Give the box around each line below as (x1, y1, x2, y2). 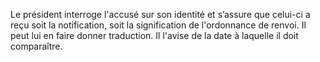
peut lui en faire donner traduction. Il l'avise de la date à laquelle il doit (10, 30, 299, 41)
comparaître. (10, 40, 63, 52)
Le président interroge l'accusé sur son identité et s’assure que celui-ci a (10, 9, 311, 20)
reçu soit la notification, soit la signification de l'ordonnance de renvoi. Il (10, 19, 307, 31)
